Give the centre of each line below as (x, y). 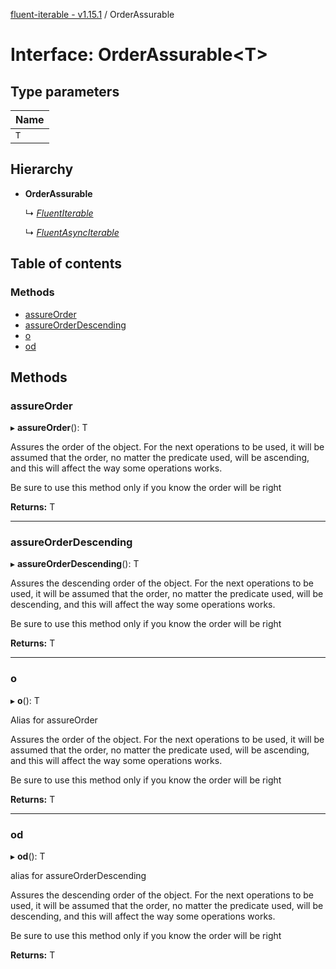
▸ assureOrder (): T (49, 428)
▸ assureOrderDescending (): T (75, 564)
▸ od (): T (28, 856)
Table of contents (66, 264)
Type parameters (65, 91)
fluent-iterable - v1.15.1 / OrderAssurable (92, 14)
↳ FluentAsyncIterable (72, 232)
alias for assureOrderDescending (78, 876)
